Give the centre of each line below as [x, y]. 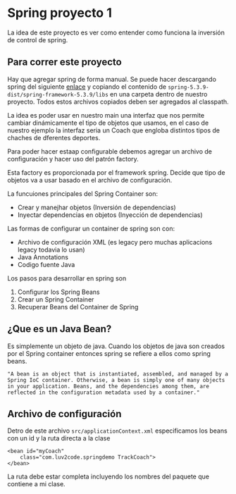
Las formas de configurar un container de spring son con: [91, 228]
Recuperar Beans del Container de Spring [78, 307]
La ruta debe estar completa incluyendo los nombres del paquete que [108, 476]
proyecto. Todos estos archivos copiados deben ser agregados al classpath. [118, 101]
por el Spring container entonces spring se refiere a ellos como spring [109, 353]
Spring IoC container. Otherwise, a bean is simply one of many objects [116, 380]
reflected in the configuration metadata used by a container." [104, 393]
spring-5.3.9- [188, 87]
